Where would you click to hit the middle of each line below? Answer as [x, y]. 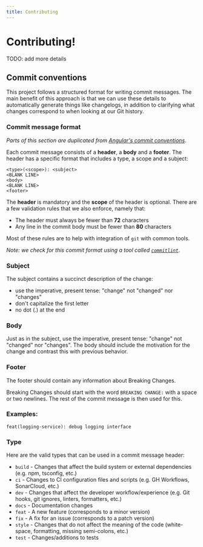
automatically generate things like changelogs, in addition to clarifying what [101, 105]
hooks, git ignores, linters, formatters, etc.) [68, 499]
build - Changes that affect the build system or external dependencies [103, 467]
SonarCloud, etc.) [37, 486]
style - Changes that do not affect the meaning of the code [89, 525]
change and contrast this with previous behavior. [67, 352]
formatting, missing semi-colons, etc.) [81, 531]
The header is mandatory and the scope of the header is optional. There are [101, 202]
